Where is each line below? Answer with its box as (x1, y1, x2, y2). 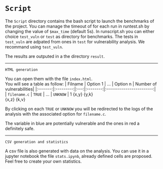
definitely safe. (5, 125, 35, 131)
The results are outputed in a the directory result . (5, 53, 105, 59)
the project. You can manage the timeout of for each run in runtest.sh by (5, 23, 149, 29)
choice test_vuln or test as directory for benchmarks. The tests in (5, 34, 138, 39)
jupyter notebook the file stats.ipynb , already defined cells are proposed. (5, 153, 153, 159)
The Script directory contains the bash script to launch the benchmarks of (5, 18, 154, 24)
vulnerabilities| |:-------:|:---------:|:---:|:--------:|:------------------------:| (5, 86, 156, 92)
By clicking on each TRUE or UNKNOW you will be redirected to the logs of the (5, 106, 153, 112)
